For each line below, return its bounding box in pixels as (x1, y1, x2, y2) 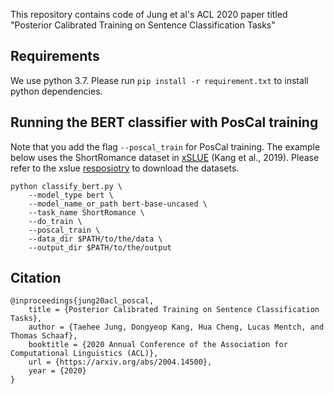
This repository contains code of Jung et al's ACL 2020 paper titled (10, 9, 288, 20)
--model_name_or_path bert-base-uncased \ (28, 199, 208, 209)
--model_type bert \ (28, 190, 114, 200)
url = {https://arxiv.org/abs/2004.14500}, (28, 357, 213, 368)
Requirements (10, 48, 100, 65)
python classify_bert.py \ (10, 181, 123, 191)
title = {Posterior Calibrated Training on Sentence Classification (28, 305, 320, 315)
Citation (10, 270, 62, 287)
